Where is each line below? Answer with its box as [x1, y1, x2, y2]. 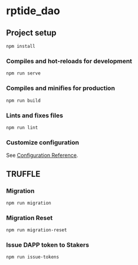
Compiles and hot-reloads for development [6, 57, 133, 65]
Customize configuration [6, 138, 80, 146]
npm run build [6, 98, 41, 104]
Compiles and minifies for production [6, 84, 115, 92]
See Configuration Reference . [6, 152, 78, 159]
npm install [6, 43, 35, 49]
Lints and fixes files [6, 111, 64, 119]
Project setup [6, 28, 57, 38]
